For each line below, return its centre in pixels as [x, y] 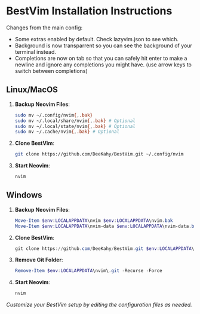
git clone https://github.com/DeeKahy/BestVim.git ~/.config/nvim [99, 154]
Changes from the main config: [44, 28]
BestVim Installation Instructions [89, 11]
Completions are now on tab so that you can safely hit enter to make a [101, 58]
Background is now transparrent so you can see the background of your [104, 45]
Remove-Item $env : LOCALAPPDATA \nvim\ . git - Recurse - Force [88, 271]
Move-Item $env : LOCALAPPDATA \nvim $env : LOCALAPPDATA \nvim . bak [94, 220]
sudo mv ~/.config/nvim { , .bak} [54, 115]
